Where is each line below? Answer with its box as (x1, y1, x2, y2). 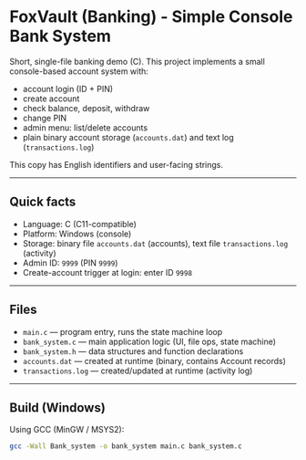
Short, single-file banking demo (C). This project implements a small (9, 56, 266, 67)
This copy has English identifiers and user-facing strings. (9, 159, 224, 170)
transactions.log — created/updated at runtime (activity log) (22, 365, 253, 376)
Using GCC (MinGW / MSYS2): (9, 424, 125, 435)
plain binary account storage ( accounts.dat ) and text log (22, 131, 234, 142)
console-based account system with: (9, 66, 148, 77)
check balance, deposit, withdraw (22, 102, 150, 113)
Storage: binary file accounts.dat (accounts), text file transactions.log (22, 237, 289, 248)
